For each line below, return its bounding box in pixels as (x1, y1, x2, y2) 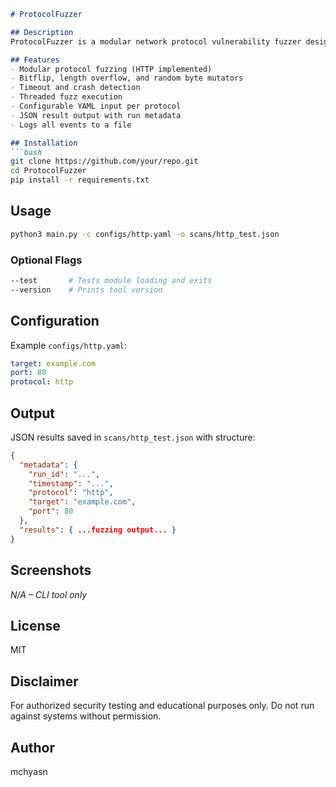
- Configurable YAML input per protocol (10, 101, 182, 111)
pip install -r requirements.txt (10, 175, 150, 185)
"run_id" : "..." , (28, 469, 101, 479)
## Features (10, 55, 60, 65)
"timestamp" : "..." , (28, 478, 114, 489)
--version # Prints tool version (10, 285, 163, 295)
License (10, 617, 61, 634)
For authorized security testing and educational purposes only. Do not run (10, 700, 315, 712)
